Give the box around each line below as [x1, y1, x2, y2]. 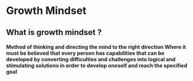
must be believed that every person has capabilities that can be [6, 50, 165, 57]
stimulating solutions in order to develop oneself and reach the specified [6, 62, 187, 69]
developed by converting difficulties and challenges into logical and [6, 56, 176, 63]
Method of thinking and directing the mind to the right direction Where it [6, 44, 187, 51]
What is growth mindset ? [6, 27, 102, 37]
